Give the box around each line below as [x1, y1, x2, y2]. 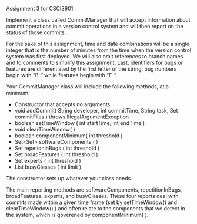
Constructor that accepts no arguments [14, 101, 111, 108]
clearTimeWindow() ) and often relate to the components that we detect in [6, 205, 185, 212]
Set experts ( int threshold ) [14, 157, 81, 164]
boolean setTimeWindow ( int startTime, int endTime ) [14, 120, 145, 126]
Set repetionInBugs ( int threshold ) [14, 144, 100, 151]
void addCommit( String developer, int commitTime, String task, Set [14, 107, 178, 114]
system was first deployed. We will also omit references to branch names [6, 53, 183, 60]
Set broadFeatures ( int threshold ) [14, 151, 98, 158]
